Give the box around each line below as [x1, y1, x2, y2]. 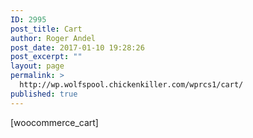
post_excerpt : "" [10, 52, 83, 62]
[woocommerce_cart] [10, 116, 99, 128]
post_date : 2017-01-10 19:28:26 [10, 42, 145, 53]
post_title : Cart [10, 24, 83, 34]
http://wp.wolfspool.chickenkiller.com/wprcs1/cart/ [19, 80, 244, 90]
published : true [10, 89, 78, 99]
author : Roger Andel [10, 33, 97, 43]
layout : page [10, 61, 65, 71]
